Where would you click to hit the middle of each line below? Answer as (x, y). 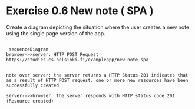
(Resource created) (30, 101)
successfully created (33, 85)
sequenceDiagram (29, 49)
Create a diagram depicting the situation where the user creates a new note (98, 27)
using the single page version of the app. (56, 33)
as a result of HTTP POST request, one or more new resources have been (97, 80)
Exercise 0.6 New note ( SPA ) (80, 11)
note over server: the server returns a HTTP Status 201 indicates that (97, 75)
